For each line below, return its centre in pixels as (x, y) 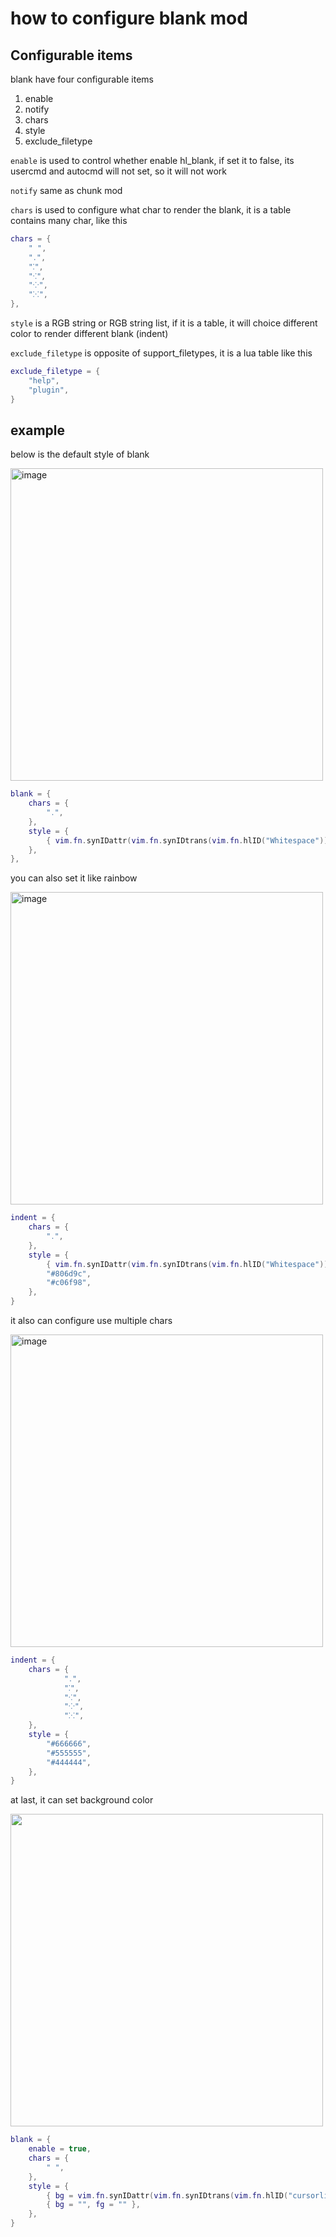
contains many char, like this (69, 220)
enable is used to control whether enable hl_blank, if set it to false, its (152, 160)
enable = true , (60, 2149)
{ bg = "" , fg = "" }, (93, 2205)
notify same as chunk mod (66, 190)
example (38, 430)
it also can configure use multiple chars (91, 1321)
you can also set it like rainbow (74, 878)
